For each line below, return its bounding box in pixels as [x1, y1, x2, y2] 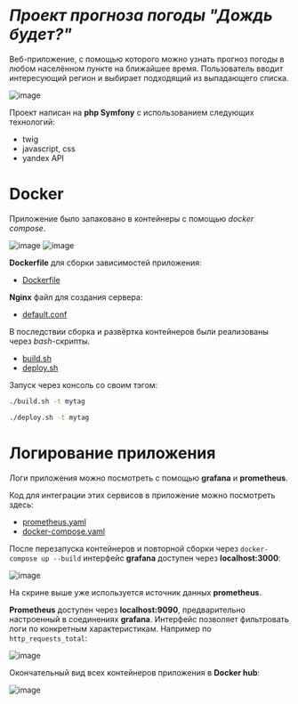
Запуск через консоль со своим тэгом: [9, 379, 158, 390]
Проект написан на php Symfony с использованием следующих [9, 107, 255, 117]
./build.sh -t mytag [9, 397, 86, 406]
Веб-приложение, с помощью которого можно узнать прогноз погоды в [9, 53, 285, 64]
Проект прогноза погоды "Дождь [9, 5, 273, 26]
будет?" [9, 24, 73, 45]
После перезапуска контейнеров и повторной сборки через [9, 543, 238, 554]
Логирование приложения [9, 442, 216, 463]
